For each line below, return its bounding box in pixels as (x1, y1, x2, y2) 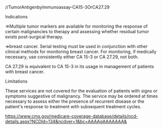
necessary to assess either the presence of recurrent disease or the (5, 98, 145, 104)
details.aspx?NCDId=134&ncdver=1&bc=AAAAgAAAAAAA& (5, 119, 127, 124)
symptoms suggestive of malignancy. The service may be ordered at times (5, 93, 158, 99)
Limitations (5, 79, 28, 84)
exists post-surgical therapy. (5, 34, 64, 40)
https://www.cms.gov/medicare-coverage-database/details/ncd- (5, 113, 138, 119)
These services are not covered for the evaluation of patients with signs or (5, 88, 158, 93)
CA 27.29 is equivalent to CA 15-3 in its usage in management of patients (5, 64, 154, 69)
